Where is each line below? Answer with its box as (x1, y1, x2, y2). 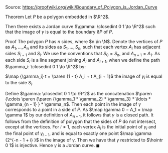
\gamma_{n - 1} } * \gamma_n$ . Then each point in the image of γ (5, 101, 141, 107)
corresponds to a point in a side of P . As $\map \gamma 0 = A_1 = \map (5, 107, 153, 113)
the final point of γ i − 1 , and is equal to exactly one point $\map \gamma (5, 130, 152, 137)
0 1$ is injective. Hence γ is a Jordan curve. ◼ (5, 142, 100, 148)
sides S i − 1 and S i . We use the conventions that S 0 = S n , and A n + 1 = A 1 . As (5, 50, 160, 58)
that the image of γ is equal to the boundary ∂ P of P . (5, 29, 113, 35)
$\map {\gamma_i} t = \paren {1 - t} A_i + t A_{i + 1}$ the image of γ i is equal (5, 73, 162, 80)
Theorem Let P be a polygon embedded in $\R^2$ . (5, 14, 110, 20)
